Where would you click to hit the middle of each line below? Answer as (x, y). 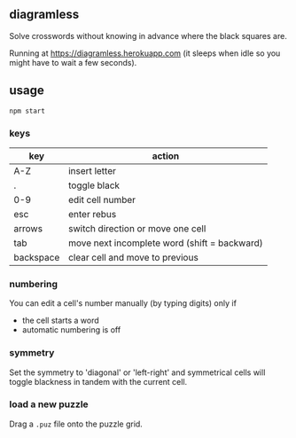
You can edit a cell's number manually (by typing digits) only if (123, 303)
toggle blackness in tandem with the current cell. (98, 381)
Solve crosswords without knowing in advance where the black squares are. (148, 35)
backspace (37, 257)
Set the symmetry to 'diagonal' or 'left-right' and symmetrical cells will (137, 372)
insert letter (92, 170)
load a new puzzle (49, 404)
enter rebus (92, 214)
